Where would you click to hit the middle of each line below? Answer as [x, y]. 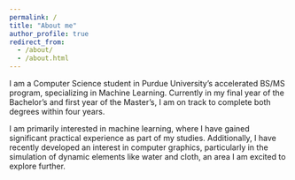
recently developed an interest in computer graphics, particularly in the [139, 147]
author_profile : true [49, 34]
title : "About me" [43, 26]
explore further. [38, 166]
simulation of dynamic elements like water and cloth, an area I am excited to [147, 157]
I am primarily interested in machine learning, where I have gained [129, 128]
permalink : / [33, 17]
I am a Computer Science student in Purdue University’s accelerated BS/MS [147, 83]
